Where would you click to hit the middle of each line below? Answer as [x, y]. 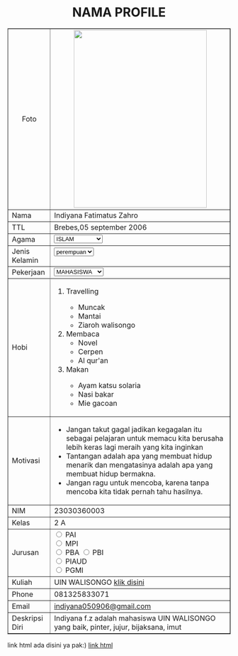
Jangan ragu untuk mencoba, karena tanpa [138, 483]
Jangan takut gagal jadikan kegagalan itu [134, 429]
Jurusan [25, 552]
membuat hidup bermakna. [111, 473]
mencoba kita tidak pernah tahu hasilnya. [135, 491]
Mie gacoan [97, 403]
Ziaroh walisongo [107, 325]
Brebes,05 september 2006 [101, 227]
